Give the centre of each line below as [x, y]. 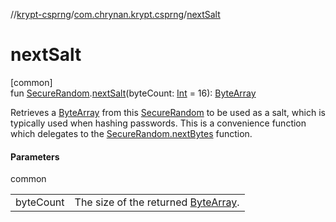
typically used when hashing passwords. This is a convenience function [158, 123]
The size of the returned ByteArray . [157, 202]
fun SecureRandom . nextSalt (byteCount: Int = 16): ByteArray [133, 93]
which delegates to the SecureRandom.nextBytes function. [131, 133]
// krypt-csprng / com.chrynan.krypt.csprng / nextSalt [115, 14]
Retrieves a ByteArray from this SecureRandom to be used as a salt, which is [168, 112]
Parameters [35, 156]
